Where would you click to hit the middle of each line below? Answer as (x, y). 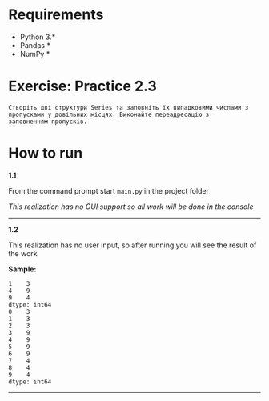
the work (23, 253)
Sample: (22, 269)
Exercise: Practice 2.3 (83, 86)
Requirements (56, 15)
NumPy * (35, 54)
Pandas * (35, 45)
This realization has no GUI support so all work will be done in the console (131, 207)
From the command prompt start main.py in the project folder (109, 190)
